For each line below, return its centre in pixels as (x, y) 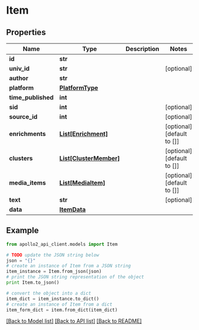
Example (23, 231)
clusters (21, 158)
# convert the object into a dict (49, 293)
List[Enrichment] (84, 134)
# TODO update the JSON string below (53, 255)
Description (142, 49)
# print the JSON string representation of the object (75, 277)
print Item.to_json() (33, 283)
